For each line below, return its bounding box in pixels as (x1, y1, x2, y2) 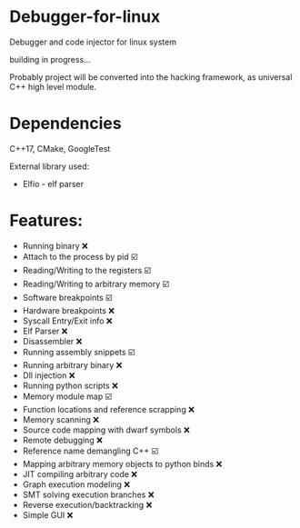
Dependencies (9, 114, 122, 134)
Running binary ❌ (22, 240, 88, 251)
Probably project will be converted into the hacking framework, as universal (9, 71, 293, 83)
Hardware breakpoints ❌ (22, 304, 115, 315)
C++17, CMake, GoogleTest (9, 143, 111, 154)
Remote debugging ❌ (22, 434, 103, 445)
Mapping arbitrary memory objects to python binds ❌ (22, 458, 223, 469)
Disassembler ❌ (22, 335, 83, 346)
